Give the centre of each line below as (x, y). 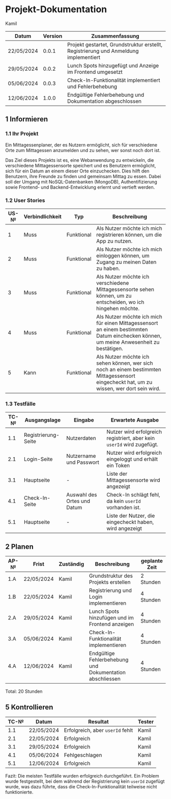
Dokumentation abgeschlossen (104, 101)
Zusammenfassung (115, 36)
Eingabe (84, 420)
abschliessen (105, 679)
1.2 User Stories (25, 200)
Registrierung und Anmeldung (103, 51)
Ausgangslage (43, 420)
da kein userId (124, 501)
